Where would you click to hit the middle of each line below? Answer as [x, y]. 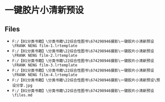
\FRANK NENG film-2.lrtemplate [45, 55]
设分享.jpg [22, 85]
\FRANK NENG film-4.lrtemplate [45, 75]
